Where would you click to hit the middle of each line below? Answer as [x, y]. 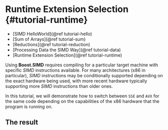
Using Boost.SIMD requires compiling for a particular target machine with [82, 65]
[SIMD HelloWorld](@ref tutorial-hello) [52, 34]
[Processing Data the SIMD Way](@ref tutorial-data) [67, 50]
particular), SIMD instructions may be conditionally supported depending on [84, 75]
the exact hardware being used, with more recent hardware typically [76, 81]
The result [22, 122]
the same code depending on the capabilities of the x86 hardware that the [82, 101]
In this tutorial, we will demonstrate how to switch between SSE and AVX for [82, 96]
